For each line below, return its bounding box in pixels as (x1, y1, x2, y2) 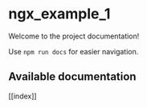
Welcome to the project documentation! (8, 31, 140, 41)
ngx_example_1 (8, 5, 111, 23)
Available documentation (8, 70, 137, 84)
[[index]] (8, 91, 38, 101)
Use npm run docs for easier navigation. (8, 46, 139, 56)
